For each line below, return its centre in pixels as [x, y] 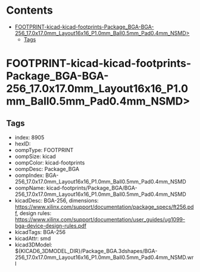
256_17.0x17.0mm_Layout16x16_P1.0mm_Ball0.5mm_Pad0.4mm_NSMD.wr [104, 257]
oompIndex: [29, 175]
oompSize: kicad [35, 156]
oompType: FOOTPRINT [44, 150]
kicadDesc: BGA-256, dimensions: [57, 200]
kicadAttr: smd [33, 238]
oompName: [30, 188]
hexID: [23, 144]
